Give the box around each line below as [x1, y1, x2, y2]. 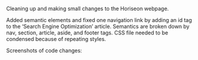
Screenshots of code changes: [6, 47, 82, 54]
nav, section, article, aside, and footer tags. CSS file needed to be [6, 29, 169, 36]
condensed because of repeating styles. [6, 36, 106, 42]
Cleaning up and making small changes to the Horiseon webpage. [6, 5, 169, 12]
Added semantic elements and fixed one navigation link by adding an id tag [6, 17, 192, 23]
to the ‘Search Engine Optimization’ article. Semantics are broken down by [6, 23, 190, 30]
